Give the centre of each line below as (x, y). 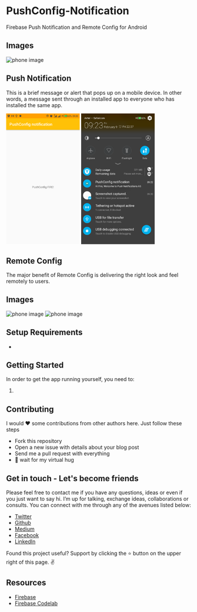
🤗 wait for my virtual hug (44, 460)
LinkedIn (25, 541)
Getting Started (35, 365)
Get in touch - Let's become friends (72, 478)
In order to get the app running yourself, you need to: (70, 379)
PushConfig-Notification (68, 11)
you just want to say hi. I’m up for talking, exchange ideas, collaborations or (97, 498)
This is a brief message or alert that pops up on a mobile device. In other (94, 92)
